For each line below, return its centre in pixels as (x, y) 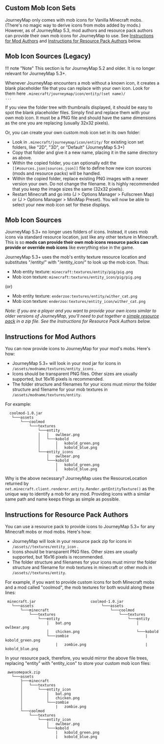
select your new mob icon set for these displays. (61, 205)
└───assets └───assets (68, 606)
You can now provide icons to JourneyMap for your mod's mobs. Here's (78, 349)
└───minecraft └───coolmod (77, 610)
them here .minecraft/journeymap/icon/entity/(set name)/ (65, 93)
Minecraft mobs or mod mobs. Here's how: (48, 532)
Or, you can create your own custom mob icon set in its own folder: (73, 132)
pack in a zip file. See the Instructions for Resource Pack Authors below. (78, 321)
